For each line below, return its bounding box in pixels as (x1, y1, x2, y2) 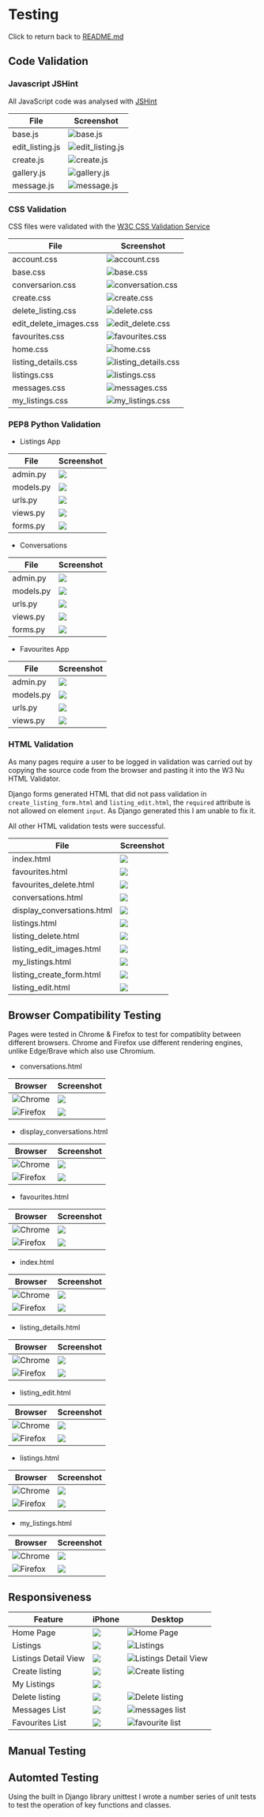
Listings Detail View (12, 1653, 85, 1664)
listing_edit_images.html (12, 943, 101, 954)
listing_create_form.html (12, 969, 101, 980)
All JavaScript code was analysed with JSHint (8, 97, 157, 106)
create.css (12, 292, 51, 303)
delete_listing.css (12, 305, 77, 316)
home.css (12, 343, 49, 354)
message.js (12, 180, 55, 191)
